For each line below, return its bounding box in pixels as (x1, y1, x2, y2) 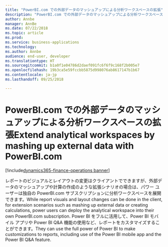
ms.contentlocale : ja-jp (5, 72, 57, 77)
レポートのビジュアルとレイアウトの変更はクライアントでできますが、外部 (5, 178, 158, 184)
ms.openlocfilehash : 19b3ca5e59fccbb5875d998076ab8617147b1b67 (5, 68, 140, 73)
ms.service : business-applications (5, 40, 79, 45)
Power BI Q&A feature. (5, 237, 51, 243)
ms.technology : (5, 44, 37, 49)
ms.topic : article (5, 30, 43, 35)
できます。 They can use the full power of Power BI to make (13, 226, 136, 232)
